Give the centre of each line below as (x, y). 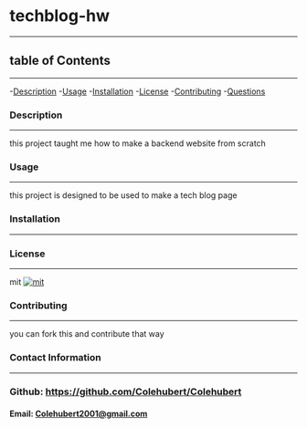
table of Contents (60, 61)
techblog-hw (59, 16)
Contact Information (56, 358)
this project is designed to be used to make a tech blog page (123, 195)
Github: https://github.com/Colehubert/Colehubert (126, 391)
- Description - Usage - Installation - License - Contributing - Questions (138, 91)
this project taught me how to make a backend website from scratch (138, 143)
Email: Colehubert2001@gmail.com (79, 414)
